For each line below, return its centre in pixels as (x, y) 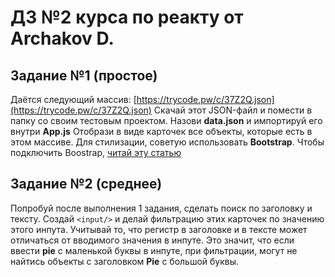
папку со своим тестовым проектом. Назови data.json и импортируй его (166, 120)
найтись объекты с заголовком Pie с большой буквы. (125, 261)
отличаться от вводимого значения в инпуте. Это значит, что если (152, 240)
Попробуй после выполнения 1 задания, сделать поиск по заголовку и (161, 208)
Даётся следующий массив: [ (73, 99)
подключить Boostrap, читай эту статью (96, 152)
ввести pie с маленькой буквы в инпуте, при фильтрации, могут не (154, 250)
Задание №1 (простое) (84, 75)
